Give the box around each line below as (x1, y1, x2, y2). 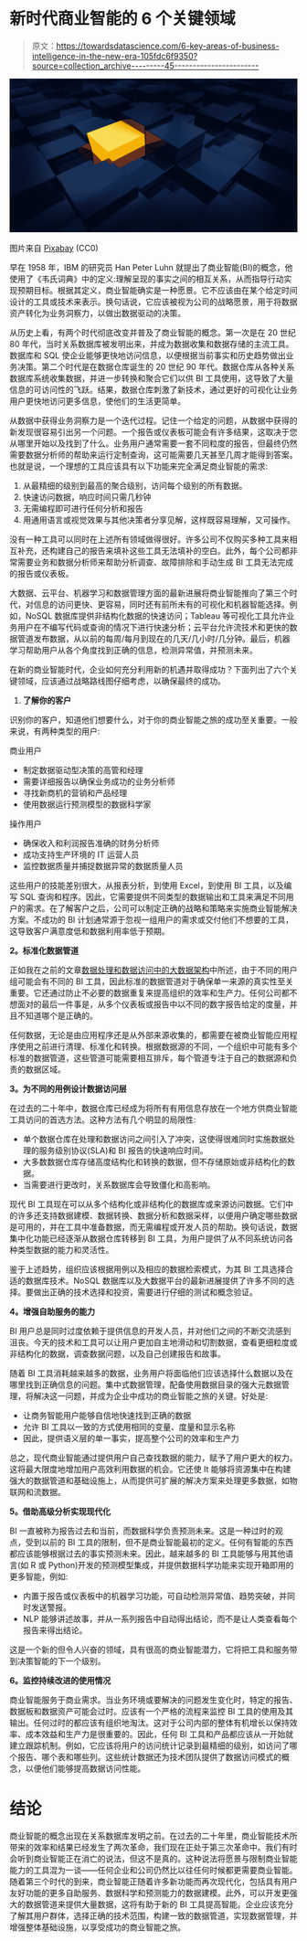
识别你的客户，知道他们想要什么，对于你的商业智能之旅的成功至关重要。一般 (9, 714, 298, 725)
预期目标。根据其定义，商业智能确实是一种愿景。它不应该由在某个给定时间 (16, 284, 298, 295)
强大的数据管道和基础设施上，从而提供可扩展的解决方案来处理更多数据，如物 (9, 1475, 298, 1486)
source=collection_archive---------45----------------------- (31, 60, 259, 71)
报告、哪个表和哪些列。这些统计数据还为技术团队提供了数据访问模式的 (16, 1751, 281, 1762)
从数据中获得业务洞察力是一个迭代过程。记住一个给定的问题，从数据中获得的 (9, 415, 298, 426)
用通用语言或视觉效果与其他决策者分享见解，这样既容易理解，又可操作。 (22, 514, 295, 525)
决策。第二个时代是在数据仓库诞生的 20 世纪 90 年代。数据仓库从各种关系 (16, 361, 295, 372)
